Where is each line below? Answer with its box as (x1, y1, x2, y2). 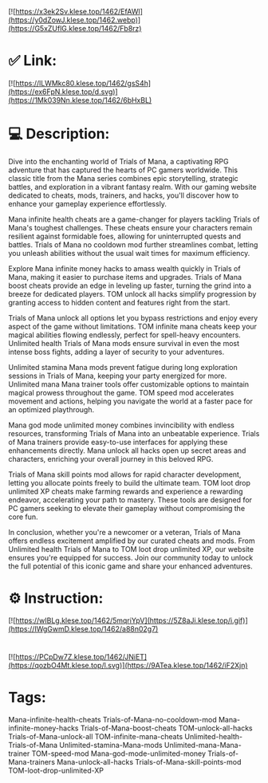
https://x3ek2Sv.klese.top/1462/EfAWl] (15, 7, 144, 16)
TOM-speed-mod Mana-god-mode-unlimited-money (31, 749, 206, 758)
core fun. (8, 512, 38, 521)
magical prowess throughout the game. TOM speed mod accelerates (8, 388, 235, 397)
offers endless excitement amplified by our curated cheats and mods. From (8, 536, 255, 545)
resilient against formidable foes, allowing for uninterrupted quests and (8, 231, 242, 241)
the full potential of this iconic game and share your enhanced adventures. (8, 561, 253, 571)
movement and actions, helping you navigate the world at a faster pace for (8, 396, 254, 406)
